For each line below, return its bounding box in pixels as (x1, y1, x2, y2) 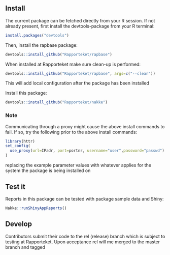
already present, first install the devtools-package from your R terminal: (5, 23, 155, 29)
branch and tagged (5, 244, 46, 250)
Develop (5, 220, 32, 229)
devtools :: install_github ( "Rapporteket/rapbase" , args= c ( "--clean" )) (5, 71, 156, 76)
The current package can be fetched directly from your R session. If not (5, 17, 155, 23)
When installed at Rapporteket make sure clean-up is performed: (5, 61, 141, 67)
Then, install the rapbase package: (5, 42, 78, 48)
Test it (5, 182, 25, 191)
